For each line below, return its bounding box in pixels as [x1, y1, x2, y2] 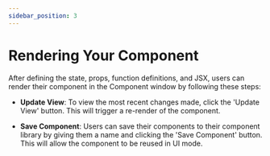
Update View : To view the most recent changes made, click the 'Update [19, 97, 260, 107]
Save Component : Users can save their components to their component [19, 121, 260, 131]
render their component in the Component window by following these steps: [8, 81, 262, 91]
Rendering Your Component [8, 46, 199, 64]
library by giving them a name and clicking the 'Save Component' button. [19, 129, 263, 139]
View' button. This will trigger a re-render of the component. [19, 105, 221, 115]
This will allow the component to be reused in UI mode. [19, 138, 203, 148]
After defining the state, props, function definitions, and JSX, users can [8, 73, 245, 83]
